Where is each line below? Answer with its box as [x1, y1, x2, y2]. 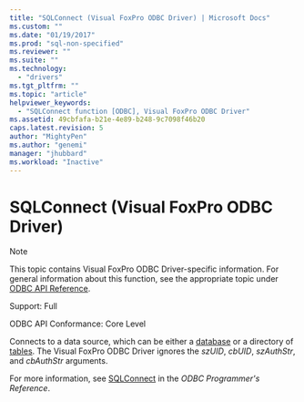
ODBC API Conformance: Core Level [9, 318, 147, 329]
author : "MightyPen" [9, 132, 88, 141]
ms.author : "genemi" [9, 140, 88, 149]
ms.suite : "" [9, 56, 59, 65]
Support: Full [9, 301, 57, 312]
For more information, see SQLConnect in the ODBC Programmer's [9, 373, 260, 384]
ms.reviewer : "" [9, 47, 71, 57]
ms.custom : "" [9, 22, 64, 31]
